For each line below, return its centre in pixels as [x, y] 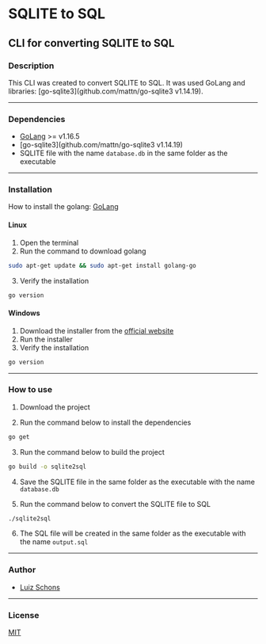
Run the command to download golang [83, 251]
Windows [24, 313]
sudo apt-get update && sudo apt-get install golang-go [102, 265]
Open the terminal [49, 242]
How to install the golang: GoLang [63, 207]
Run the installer [46, 339]
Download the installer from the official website [97, 330]
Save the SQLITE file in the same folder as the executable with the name [137, 482]
